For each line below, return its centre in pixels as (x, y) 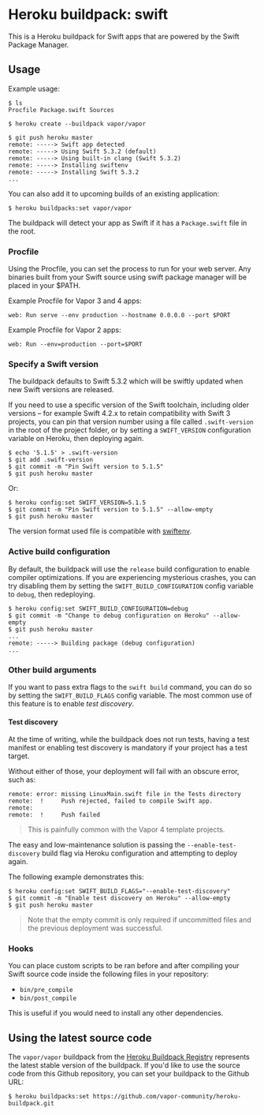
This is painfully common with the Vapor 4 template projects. (126, 829)
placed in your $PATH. (45, 286)
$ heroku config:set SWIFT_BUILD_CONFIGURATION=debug (99, 608)
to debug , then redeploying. (52, 594)
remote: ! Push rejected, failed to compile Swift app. (111, 801)
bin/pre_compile (46, 990)
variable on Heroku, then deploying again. (76, 439)
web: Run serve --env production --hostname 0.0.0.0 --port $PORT (119, 316)
